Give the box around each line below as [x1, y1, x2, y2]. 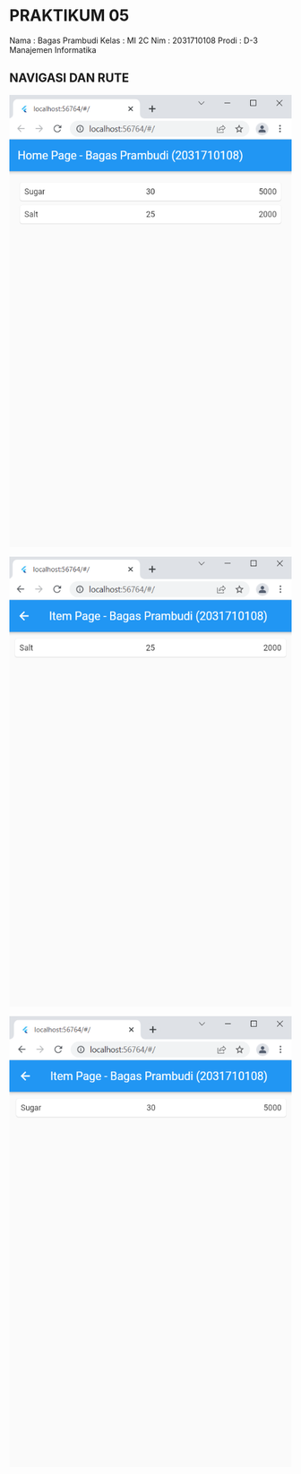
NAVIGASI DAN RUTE [9, 71, 130, 86]
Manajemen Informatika [9, 44, 97, 55]
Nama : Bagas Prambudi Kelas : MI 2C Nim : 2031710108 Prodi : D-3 [9, 35, 258, 46]
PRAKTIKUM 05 [9, 5, 130, 26]
